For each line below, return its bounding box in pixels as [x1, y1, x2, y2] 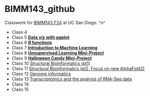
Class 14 [11, 81, 29, 87]
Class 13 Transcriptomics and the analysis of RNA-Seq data [11, 76, 132, 82]
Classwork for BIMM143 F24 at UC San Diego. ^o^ [4, 20, 106, 25]
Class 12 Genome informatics [11, 71, 71, 76]
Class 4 [11, 29, 27, 35]
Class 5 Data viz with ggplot [11, 34, 70, 40]
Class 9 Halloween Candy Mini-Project [11, 55, 92, 61]
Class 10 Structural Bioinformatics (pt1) [11, 60, 90, 66]
